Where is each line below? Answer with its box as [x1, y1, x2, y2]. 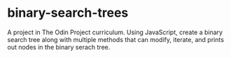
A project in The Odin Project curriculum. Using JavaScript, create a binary [7, 28, 223, 36]
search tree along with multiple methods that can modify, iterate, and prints [7, 35, 224, 43]
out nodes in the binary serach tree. [7, 43, 111, 51]
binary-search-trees [7, 5, 129, 21]
